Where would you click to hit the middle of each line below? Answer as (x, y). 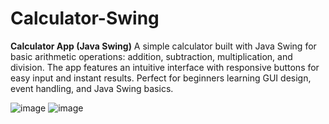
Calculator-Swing (85, 18)
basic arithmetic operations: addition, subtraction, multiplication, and (151, 56)
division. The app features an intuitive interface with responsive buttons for (165, 67)
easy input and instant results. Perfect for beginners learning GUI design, (161, 78)
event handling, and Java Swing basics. (92, 88)
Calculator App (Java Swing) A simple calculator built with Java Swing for (163, 46)
